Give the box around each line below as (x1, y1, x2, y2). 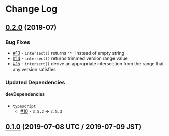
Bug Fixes (5, 39, 31, 46)
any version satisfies (12, 66, 56, 72)
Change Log (5, 3, 58, 15)
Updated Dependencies (5, 79, 65, 86)
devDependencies (5, 91, 45, 97)
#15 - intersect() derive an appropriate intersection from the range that (12, 60, 164, 66)
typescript (12, 104, 36, 109)
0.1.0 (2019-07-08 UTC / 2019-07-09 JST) (5, 123, 142, 131)
